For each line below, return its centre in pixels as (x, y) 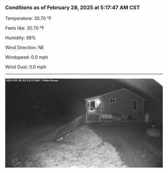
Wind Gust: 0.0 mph (26, 67)
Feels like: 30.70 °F (25, 28)
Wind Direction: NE (25, 48)
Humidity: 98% (21, 38)
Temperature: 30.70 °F (28, 19)
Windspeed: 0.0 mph (27, 57)
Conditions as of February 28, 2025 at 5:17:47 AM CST (72, 8)
